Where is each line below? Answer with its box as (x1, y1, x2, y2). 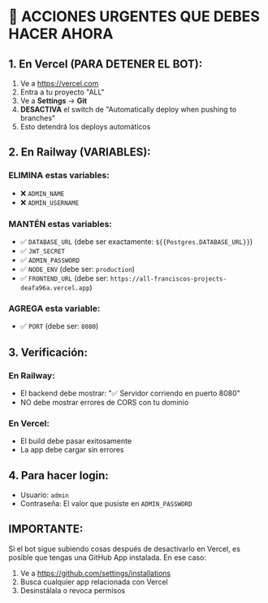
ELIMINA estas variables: (8, 170, 110, 181)
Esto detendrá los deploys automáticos (19, 122, 151, 131)
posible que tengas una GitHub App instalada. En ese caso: (8, 553, 207, 562)
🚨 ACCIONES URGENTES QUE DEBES (8, 7, 260, 26)
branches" (19, 113, 56, 123)
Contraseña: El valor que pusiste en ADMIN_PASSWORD (19, 499, 192, 509)
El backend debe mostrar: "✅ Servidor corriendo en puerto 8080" (19, 388, 241, 398)
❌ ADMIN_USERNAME (19, 197, 80, 207)
